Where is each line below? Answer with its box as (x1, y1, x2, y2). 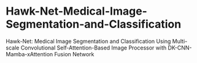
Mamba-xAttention (6, 50, 53, 57)
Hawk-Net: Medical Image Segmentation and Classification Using (6, 37, 171, 45)
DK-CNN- (168, 44, 192, 51)
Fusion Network (54, 50, 95, 57)
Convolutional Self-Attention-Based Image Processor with (20, 44, 167, 51)
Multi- (172, 37, 188, 45)
